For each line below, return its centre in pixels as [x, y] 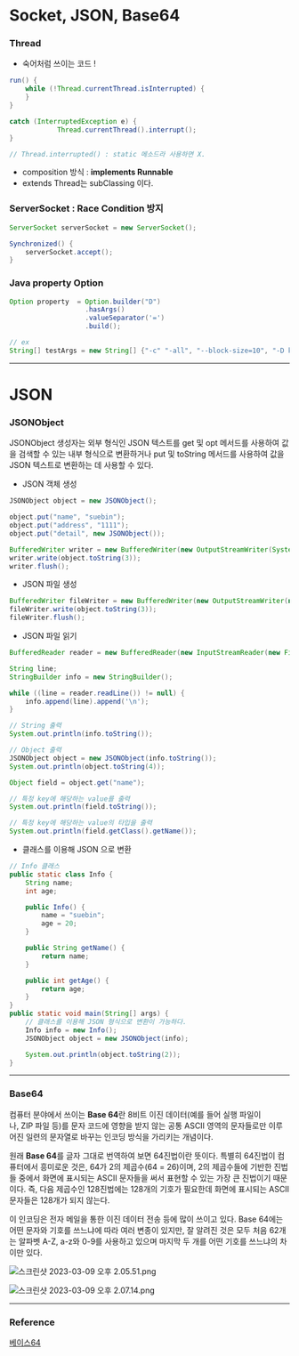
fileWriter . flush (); [48, 618]
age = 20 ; [59, 924]
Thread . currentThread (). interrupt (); [127, 130]
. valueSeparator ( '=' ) [125, 318]
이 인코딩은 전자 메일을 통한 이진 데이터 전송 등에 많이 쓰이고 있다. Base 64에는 [146, 1219]
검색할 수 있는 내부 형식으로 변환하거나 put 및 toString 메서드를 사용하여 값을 [151, 454]
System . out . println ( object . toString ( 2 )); [103, 1054]
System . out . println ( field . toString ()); [83, 807]
